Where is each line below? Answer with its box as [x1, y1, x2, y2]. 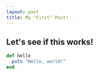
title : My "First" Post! [6, 15, 69, 21]
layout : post [6, 8, 39, 15]
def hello [6, 53, 31, 59]
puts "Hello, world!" [11, 59, 66, 65]
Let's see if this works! [6, 37, 94, 47]
